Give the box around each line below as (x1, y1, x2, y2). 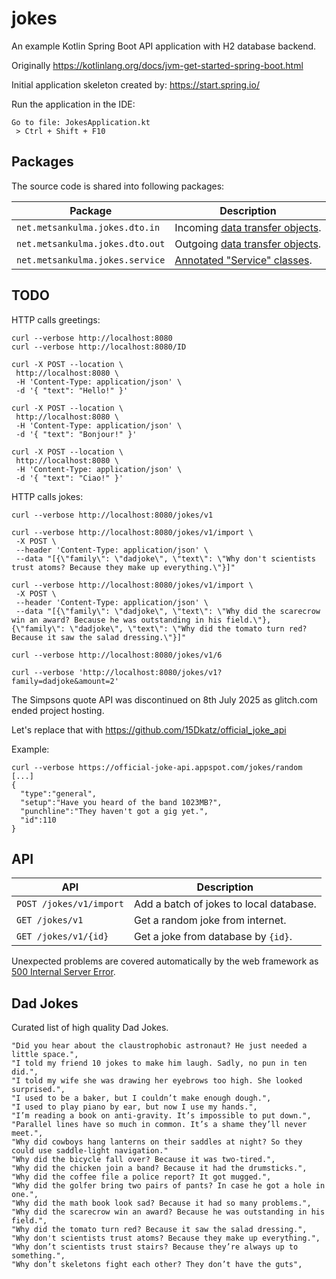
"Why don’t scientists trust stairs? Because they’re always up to (11, 1242, 299, 1252)
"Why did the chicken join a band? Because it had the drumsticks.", (11, 1163, 308, 1174)
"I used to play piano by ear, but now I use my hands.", (11, 1102, 258, 1112)
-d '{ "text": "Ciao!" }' (15, 473, 124, 483)
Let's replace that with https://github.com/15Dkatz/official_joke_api (11, 723, 287, 736)
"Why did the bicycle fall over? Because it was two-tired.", (11, 1155, 276, 1165)
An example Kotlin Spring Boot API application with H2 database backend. (11, 40, 317, 52)
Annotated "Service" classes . (174, 253, 313, 267)
